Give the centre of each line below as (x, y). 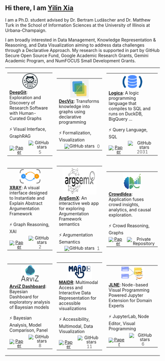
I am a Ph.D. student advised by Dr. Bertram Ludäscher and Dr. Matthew (78, 20)
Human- (28, 113)
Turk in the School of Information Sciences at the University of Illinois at (78, 25)
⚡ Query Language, (128, 129)
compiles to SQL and (130, 108)
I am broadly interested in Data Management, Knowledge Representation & (81, 40)
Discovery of (22, 103)
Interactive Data (75, 293)
